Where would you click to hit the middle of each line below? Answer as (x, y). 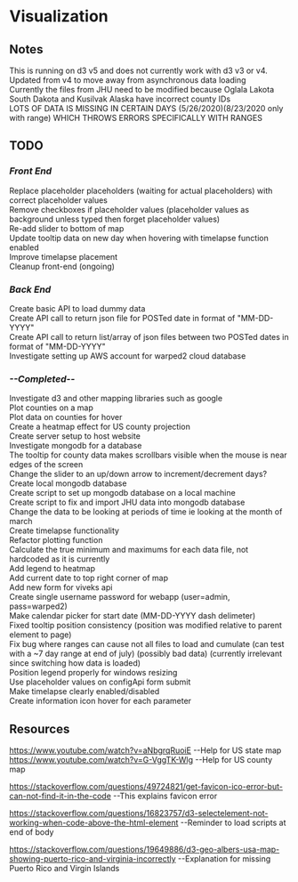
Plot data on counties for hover (66, 417)
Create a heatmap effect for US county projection (100, 427)
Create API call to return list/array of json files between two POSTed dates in (149, 336)
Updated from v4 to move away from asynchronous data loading (128, 80)
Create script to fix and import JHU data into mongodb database (127, 502)
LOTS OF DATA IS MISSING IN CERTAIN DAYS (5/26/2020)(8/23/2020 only (146, 108)
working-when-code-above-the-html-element (94, 823)
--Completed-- (42, 378)
